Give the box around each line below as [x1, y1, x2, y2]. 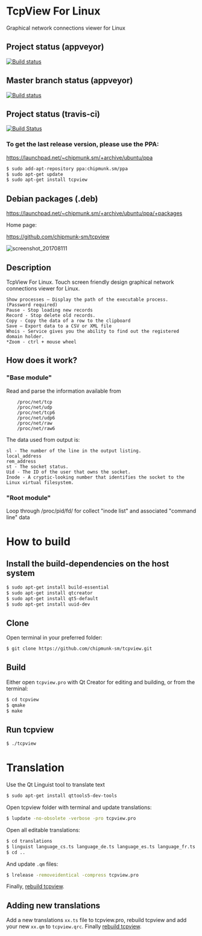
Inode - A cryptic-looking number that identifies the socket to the [6, 474, 185, 480]
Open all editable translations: [6, 826, 80, 833]
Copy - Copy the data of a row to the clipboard [6, 318, 131, 324]
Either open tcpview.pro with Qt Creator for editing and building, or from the [6, 678, 195, 686]
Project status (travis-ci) [6, 109, 101, 119]
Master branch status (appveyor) [6, 76, 133, 86]
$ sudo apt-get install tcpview [6, 177, 87, 183]
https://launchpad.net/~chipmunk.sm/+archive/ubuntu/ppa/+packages [6, 210, 183, 217]
